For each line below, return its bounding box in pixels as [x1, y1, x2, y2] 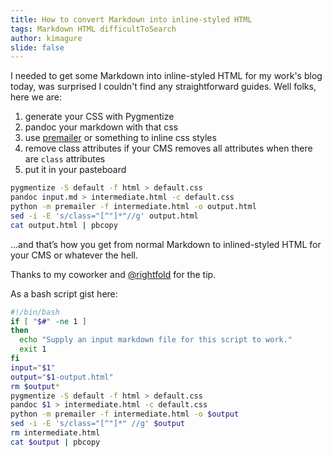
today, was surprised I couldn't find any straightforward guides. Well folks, [10, 81, 317, 93]
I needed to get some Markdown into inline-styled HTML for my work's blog [10, 70, 323, 82]
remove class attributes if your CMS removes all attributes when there [24, 142, 313, 155]
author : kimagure [10, 33, 83, 43]
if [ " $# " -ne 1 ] [10, 316, 87, 326]
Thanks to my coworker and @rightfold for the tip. [10, 268, 217, 280]
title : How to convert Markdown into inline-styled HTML [10, 14, 253, 25]
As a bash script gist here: [10, 287, 118, 300]
